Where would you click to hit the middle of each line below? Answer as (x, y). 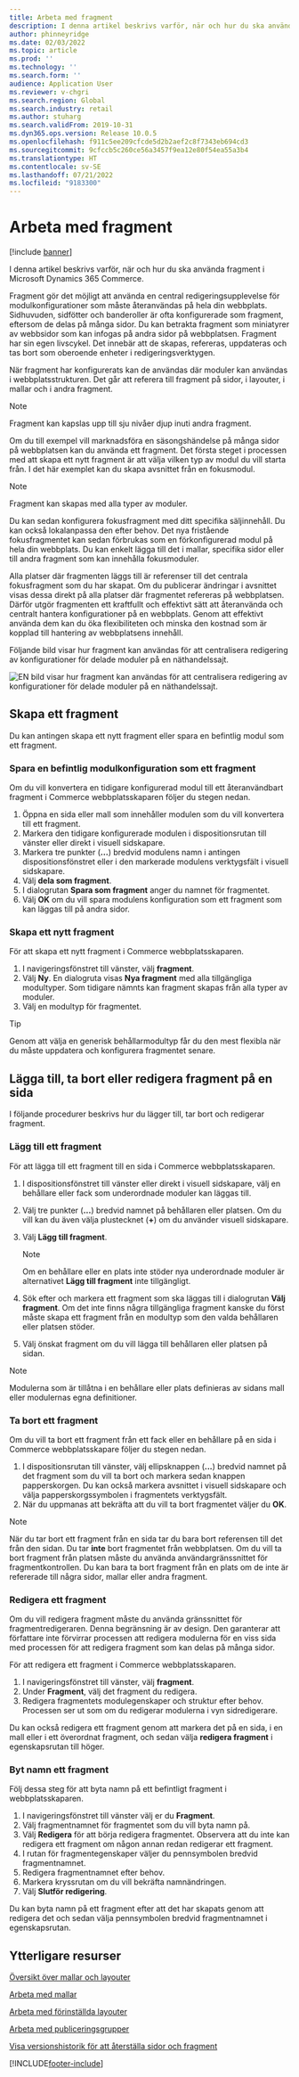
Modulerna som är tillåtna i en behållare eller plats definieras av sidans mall (147, 1387)
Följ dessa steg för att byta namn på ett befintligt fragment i (118, 1789)
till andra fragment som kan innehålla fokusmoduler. (105, 559)
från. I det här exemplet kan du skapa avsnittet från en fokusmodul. (132, 470)
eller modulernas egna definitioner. (73, 1397)
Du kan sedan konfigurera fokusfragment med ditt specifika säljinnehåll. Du (147, 521)
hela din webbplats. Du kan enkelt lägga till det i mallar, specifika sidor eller (147, 550)
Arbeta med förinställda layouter (68, 2012)
